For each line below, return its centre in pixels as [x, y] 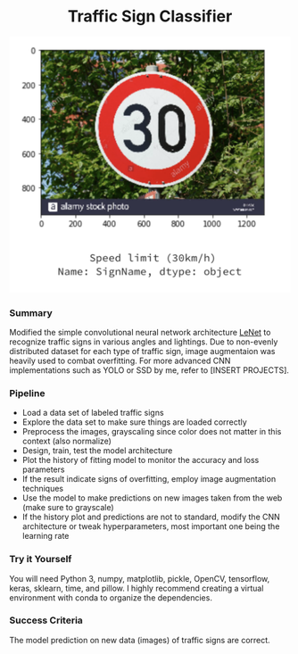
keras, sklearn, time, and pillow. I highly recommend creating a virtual [137, 588]
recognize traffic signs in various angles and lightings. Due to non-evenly [144, 342]
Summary [31, 312]
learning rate [46, 536]
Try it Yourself [41, 559]
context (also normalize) [66, 441]
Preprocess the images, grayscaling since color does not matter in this [152, 432]
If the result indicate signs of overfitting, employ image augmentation [149, 479]
